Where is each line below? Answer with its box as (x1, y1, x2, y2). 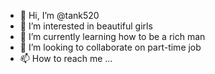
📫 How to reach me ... (19, 53, 113, 64)
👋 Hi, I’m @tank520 (19, 10, 100, 21)
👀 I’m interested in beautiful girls (19, 20, 153, 32)
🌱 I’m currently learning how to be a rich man (19, 31, 206, 42)
